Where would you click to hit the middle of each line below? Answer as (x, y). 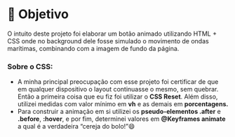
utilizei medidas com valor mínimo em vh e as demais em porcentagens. (123, 104)
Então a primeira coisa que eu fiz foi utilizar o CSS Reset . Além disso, (117, 96)
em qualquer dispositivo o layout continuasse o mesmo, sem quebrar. (118, 89)
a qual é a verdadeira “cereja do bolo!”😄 (76, 127)
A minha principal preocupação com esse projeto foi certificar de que (118, 82)
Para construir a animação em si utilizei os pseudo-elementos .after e (119, 112)
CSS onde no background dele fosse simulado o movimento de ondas (108, 41)
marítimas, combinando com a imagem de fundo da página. (93, 48)
